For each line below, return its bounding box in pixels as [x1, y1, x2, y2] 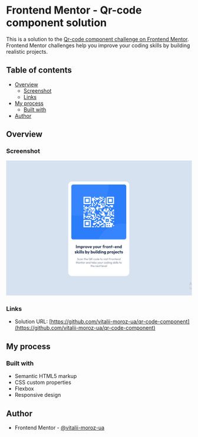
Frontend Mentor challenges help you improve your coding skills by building [6, 42, 190, 49]
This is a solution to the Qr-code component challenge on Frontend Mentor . [6, 35, 190, 42]
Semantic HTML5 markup [14, 373, 77, 380]
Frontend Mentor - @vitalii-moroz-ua [14, 424, 105, 431]
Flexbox [14, 385, 34, 392]
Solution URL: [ [14, 318, 51, 325]
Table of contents [6, 65, 72, 75]
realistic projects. [6, 48, 48, 55]
